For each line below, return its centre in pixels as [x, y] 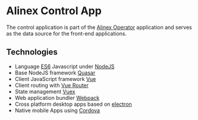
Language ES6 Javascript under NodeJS [65, 66]
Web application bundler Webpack [57, 98]
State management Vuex [45, 91]
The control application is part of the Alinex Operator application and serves [99, 27]
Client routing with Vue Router [52, 85]
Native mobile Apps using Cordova [57, 110]
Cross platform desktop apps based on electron [73, 104]
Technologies [32, 52]
